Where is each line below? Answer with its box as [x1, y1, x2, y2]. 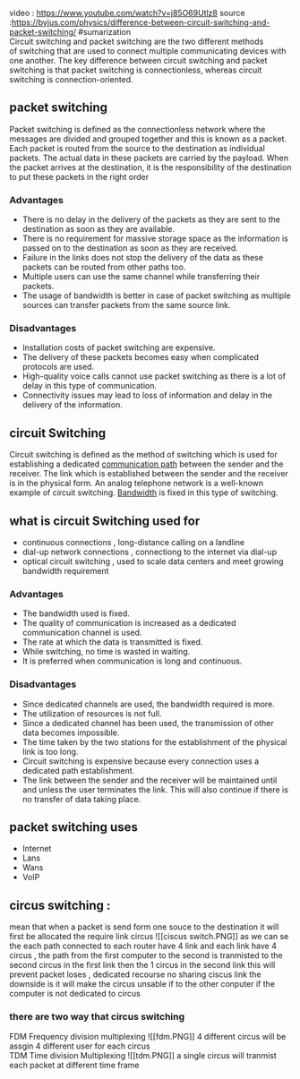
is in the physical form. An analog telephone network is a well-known [9, 478, 264, 489]
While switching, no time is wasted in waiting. [21, 647, 191, 657]
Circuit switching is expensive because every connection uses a [21, 756, 260, 766]
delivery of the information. [21, 399, 123, 410]
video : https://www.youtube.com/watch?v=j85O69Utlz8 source [9, 8, 245, 18]
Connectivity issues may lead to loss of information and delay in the [21, 390, 273, 401]
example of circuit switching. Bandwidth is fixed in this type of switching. [9, 487, 279, 498]
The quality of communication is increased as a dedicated [21, 618, 236, 629]
